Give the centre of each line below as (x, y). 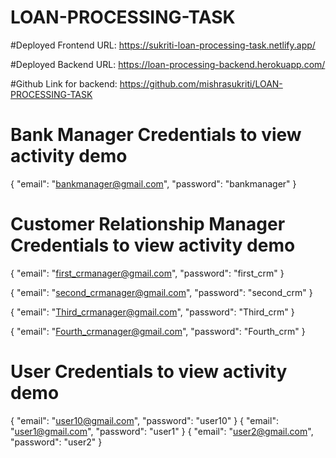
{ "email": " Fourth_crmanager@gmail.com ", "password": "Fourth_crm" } (158, 331)
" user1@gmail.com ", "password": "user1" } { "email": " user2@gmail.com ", (162, 431)
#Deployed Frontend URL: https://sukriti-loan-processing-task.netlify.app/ (163, 45)
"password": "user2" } (56, 442)
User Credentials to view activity (149, 372)
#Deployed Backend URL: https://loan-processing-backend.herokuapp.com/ (168, 64)
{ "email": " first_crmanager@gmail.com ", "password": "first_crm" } (147, 273)
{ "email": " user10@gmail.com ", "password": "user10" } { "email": (144, 420)
